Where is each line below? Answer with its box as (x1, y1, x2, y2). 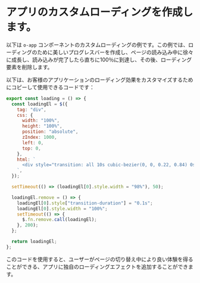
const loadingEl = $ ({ (11, 101, 68, 107)
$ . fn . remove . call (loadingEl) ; (21, 217, 97, 223)
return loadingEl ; (11, 239, 58, 245)
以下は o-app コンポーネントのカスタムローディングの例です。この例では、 (6, 41, 189, 48)
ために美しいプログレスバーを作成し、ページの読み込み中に (37, 48, 183, 55)
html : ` (17, 156, 36, 163)
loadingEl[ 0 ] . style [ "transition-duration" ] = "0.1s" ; (17, 200, 153, 206)
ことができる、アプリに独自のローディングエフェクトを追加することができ (6, 263, 189, 270)
